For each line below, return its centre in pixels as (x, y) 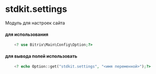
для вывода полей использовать (41, 56)
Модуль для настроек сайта (35, 23)
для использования (27, 34)
